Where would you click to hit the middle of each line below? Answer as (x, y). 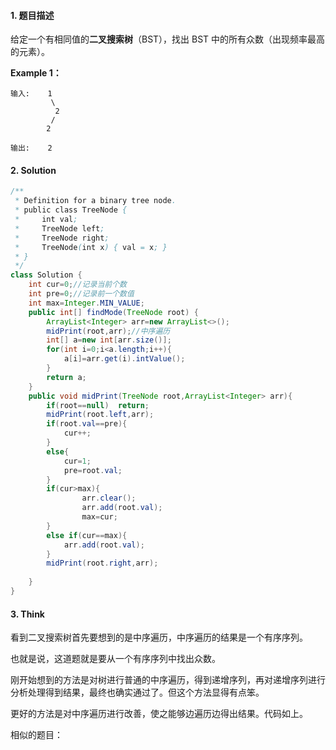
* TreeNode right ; (62, 238)
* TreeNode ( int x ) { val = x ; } (91, 247)
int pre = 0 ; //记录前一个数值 (81, 294)
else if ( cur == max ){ (87, 535)
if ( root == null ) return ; (98, 405)
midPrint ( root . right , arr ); (102, 563)
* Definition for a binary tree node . (95, 201)
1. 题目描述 (32, 15)
